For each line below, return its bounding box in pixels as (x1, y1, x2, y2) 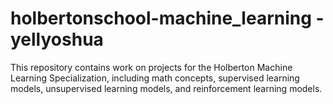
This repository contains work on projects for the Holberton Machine (10, 61, 293, 73)
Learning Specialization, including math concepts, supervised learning (10, 72, 300, 84)
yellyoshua (10, 28, 104, 51)
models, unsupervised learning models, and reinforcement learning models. (10, 82, 323, 94)
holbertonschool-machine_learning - (10, 7, 325, 30)
